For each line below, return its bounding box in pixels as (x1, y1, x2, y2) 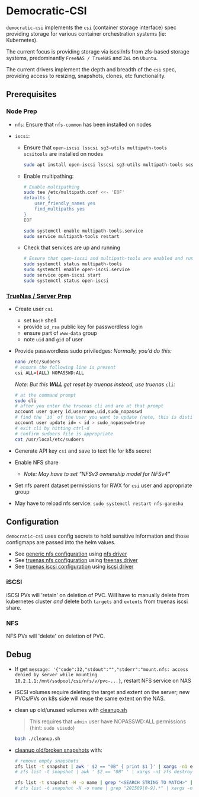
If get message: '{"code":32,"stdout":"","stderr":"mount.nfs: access (14, 665, 188, 673)
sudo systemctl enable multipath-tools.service (23, 228, 143, 234)
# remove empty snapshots (14, 758, 79, 764)
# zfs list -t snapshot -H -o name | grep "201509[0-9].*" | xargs (14, 785, 185, 792)
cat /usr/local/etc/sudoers (14, 436, 84, 443)
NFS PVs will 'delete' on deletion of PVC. (6, 632, 105, 639)
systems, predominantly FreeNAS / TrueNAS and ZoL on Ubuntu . (6, 54, 158, 61)
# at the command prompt (14, 392, 76, 398)
